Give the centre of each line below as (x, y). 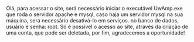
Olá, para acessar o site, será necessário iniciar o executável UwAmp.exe (94, 8)
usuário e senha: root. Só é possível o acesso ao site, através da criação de (97, 26)
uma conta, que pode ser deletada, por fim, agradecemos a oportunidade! (96, 33)
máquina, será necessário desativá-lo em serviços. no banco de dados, (92, 20)
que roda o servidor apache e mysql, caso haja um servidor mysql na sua (95, 14)
